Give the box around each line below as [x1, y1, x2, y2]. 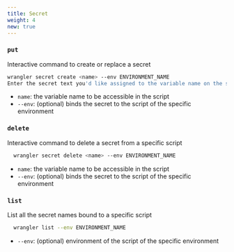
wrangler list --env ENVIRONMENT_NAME [13, 224, 127, 231]
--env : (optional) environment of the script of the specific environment [17, 237, 219, 245]
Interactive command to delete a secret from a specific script [7, 138, 182, 146]
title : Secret [7, 10, 49, 17]
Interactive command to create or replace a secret [7, 60, 151, 68]
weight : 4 [7, 17, 36, 24]
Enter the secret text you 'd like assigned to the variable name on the [7, 80, 223, 87]
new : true [7, 23, 36, 30]
